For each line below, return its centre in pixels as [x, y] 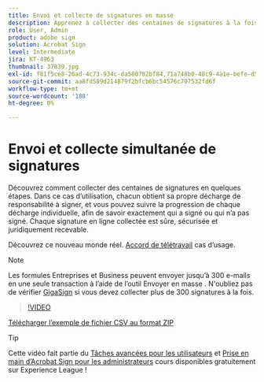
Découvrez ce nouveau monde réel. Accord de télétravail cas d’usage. [122, 245]
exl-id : [21, 74]
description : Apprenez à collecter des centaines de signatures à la [125, 23]
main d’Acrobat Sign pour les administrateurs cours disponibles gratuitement [132, 362]
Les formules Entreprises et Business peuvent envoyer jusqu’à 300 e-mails [129, 276]
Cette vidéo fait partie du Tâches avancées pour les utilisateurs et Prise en [128, 353]
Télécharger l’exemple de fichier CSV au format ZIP [91, 323]
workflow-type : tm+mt [44, 89]
